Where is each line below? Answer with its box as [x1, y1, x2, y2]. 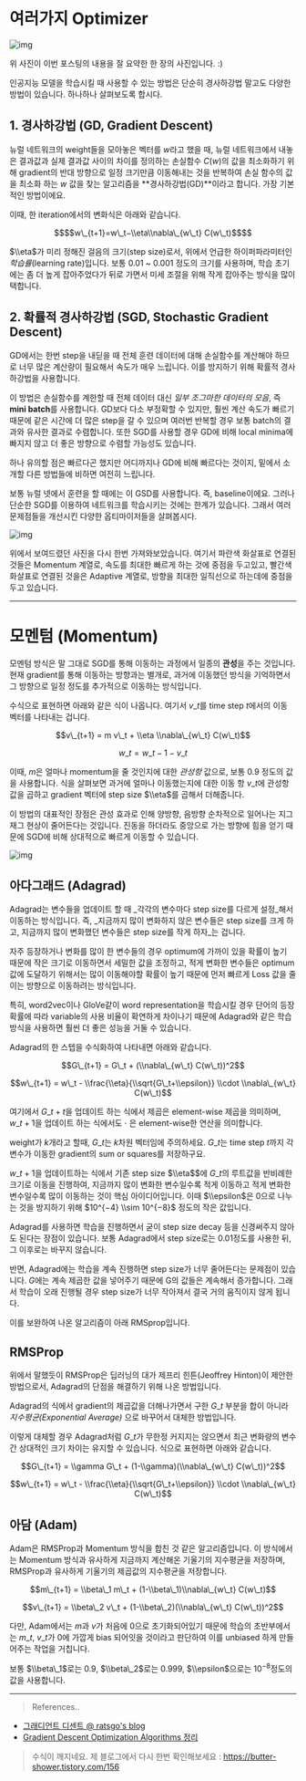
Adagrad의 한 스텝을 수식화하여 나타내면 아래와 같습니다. [9, 1042, 212, 1053]
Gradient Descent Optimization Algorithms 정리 [22, 1731, 199, 1743]
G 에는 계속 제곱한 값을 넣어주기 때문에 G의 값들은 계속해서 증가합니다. [28, 1275, 276, 1286]
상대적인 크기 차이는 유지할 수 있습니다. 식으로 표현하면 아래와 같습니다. [18, 1443, 271, 1453]
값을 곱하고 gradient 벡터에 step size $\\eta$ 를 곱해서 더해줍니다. [9, 788, 245, 799]
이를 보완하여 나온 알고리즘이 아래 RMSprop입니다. [9, 1318, 190, 1328]
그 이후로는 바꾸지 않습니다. [9, 1245, 107, 1255]
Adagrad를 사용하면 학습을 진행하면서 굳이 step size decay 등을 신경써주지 [9, 1222, 278, 1233]
